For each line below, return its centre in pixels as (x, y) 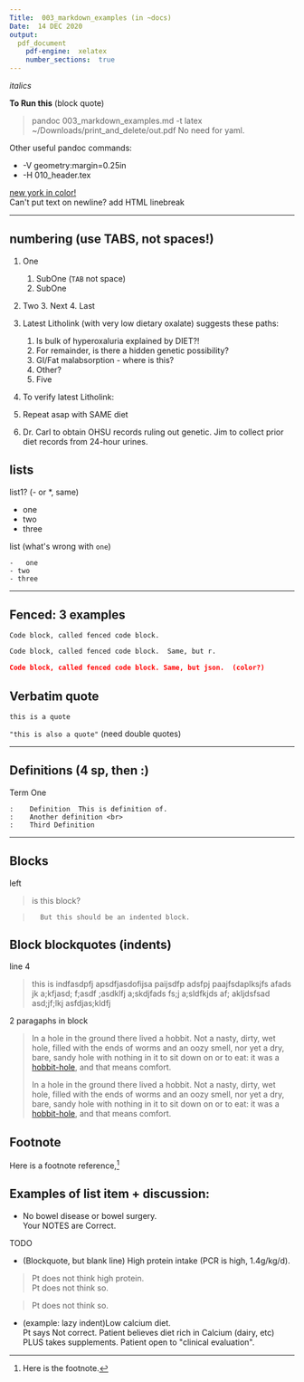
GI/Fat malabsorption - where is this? (105, 360)
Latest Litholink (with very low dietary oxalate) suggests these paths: (150, 323)
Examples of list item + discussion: (109, 1194)
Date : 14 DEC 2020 (46, 26)
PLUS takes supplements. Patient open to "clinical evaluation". (138, 1342)
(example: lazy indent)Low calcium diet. (97, 1322)
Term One (28, 792)
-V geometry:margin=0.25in (74, 165)
